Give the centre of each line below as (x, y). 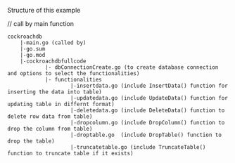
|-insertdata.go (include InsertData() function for (149, 86)
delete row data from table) (50, 117)
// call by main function (40, 24)
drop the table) (31, 141)
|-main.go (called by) (53, 43)
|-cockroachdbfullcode (53, 61)
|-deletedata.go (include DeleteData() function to (147, 110)
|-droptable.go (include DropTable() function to (146, 135)
